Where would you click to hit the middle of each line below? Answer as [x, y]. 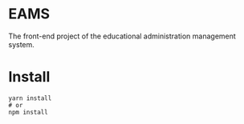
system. [21, 44]
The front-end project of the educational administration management [122, 36]
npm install [28, 112]
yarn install [30, 98]
